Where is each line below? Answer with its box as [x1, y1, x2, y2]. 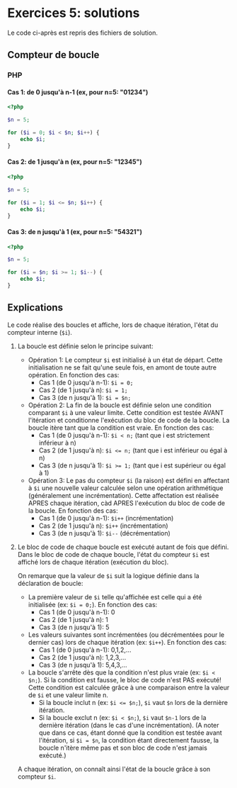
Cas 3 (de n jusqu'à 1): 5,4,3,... [38, 660, 127, 669]
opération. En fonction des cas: [28, 370, 120, 379]
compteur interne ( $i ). [7, 328, 73, 336]
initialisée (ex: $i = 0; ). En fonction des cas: [28, 600, 158, 609]
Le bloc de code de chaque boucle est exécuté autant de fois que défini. [17, 543, 229, 551]
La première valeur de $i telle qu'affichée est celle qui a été [28, 592, 202, 601]
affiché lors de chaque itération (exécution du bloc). [17, 557, 169, 566]
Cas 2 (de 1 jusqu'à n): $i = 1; [38, 385, 128, 394]
